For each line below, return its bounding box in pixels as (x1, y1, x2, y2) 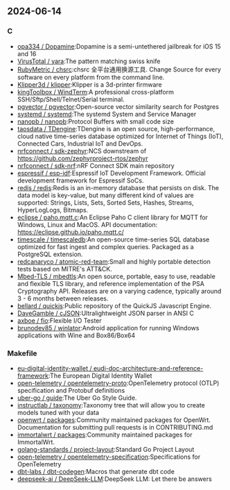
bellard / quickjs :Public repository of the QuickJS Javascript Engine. (17, 301, 212, 310)
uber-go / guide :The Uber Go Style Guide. (17, 394, 137, 402)
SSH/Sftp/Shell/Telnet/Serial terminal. (17, 95, 125, 103)
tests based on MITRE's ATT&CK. (17, 264, 112, 273)
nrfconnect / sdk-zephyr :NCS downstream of (17, 146, 147, 155)
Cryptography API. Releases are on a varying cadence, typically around (17, 287, 222, 295)
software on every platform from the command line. (17, 73, 165, 81)
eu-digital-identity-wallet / (17, 364, 92, 372)
